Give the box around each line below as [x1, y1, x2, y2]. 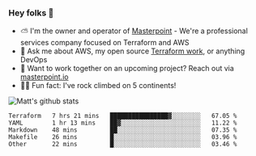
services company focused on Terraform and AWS [19, 38, 190, 48]
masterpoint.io [19, 72, 69, 82]
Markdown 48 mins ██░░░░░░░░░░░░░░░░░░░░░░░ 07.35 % [8, 126, 237, 134]
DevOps [19, 55, 48, 65]
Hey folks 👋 [8, 7, 54, 19]
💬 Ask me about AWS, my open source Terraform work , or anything [19, 46, 245, 56]
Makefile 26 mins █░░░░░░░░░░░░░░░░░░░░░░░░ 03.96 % [8, 133, 237, 141]
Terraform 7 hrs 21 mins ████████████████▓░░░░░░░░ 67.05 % [8, 112, 237, 120]
